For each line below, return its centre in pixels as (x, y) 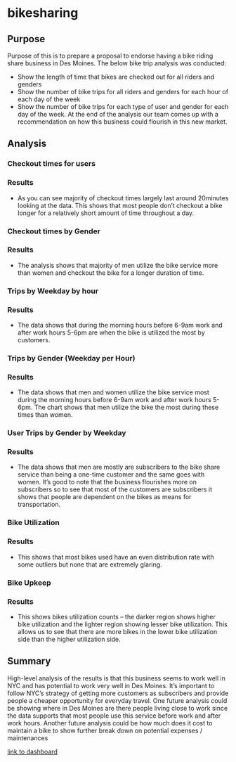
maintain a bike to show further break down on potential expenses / (105, 730)
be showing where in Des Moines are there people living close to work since (118, 708)
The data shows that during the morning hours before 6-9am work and (120, 325)
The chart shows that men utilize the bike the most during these (126, 407)
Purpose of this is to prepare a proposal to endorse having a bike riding (110, 56)
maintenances (28, 738)
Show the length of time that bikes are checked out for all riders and (116, 77)
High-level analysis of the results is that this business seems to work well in (117, 678)
